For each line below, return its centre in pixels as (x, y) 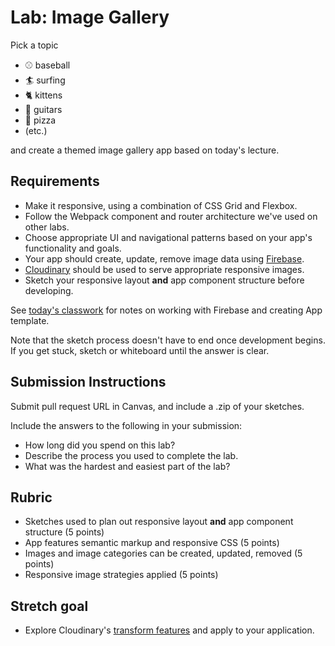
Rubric (31, 497)
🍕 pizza (40, 120)
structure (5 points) (64, 532)
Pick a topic (34, 45)
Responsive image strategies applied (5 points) (121, 575)
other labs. (47, 227)
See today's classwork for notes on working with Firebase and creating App (166, 310)
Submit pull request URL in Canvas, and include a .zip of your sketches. (157, 406)
